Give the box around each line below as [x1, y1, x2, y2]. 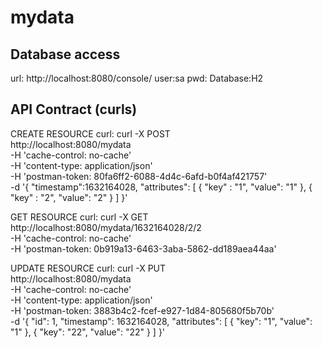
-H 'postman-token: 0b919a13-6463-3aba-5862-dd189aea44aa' [10, 242, 277, 255]
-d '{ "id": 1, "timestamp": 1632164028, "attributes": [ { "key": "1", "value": [10, 315, 313, 327]
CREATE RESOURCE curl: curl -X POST [10, 127, 171, 140]
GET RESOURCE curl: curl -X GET [10, 211, 149, 223]
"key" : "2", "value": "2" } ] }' [10, 191, 128, 203]
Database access [10, 46, 121, 63]
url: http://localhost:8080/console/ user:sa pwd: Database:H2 [10, 72, 264, 84]
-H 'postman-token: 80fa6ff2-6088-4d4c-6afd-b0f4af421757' [10, 170, 268, 182]
